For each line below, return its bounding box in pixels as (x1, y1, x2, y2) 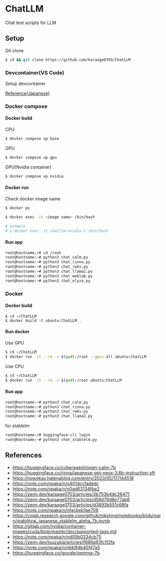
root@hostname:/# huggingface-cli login (5, 432, 91, 437)
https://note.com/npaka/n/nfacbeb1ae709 (12, 507, 98, 513)
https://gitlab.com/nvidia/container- (12, 523, 86, 529)
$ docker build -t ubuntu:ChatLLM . (5, 318, 81, 323)
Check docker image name (5, 195, 61, 201)
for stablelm (5, 423, 30, 429)
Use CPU (5, 363, 24, 369)
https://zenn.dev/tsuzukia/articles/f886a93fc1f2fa (12, 539, 115, 545)
